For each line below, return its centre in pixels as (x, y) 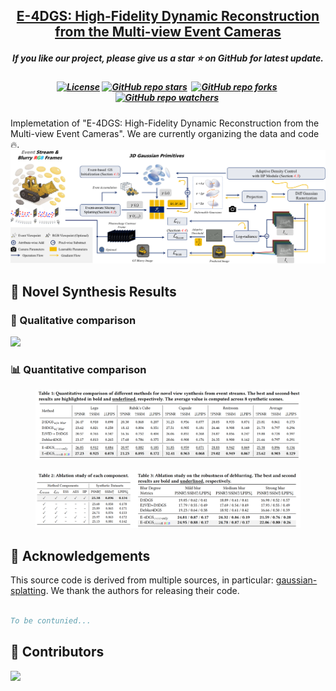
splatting (28, 591)
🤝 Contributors (57, 652)
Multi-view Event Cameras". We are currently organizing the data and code (165, 133)
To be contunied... (51, 621)
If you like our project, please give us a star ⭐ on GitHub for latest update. (168, 58)
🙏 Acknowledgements (80, 555)
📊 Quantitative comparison (78, 369)
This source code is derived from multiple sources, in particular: (142, 580)
